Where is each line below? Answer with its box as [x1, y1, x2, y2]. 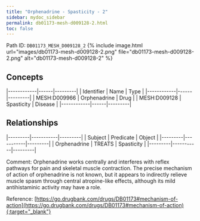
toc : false [6, 25, 33, 32]
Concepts [6, 72, 44, 82]
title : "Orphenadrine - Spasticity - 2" [6, 8, 109, 15]
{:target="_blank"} [6, 208, 51, 215]
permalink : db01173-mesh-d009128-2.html [6, 20, 109, 26]
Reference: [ [6, 195, 37, 202]
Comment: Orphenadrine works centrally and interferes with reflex [6, 158, 170, 165]
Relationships [6, 118, 59, 128]
